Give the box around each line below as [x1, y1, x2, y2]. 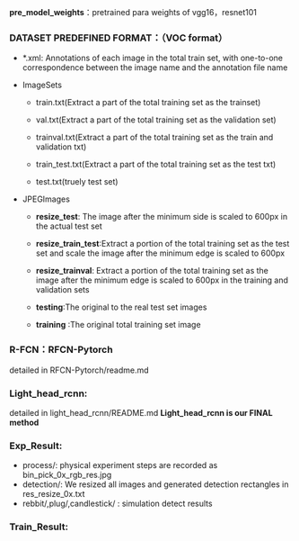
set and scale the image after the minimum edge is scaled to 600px [35, 248, 286, 258]
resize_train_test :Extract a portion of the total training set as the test [35, 239, 290, 249]
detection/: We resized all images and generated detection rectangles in [22, 479, 289, 490]
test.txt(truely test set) [35, 176, 119, 187]
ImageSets [22, 79, 63, 91]
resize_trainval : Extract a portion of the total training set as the [35, 266, 269, 276]
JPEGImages [22, 194, 70, 204]
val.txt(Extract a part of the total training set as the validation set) [35, 114, 277, 125]
